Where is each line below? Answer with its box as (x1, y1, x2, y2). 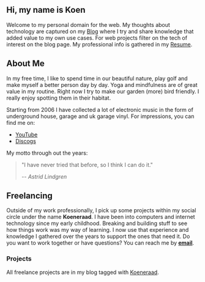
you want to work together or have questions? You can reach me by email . (6, 239, 195, 247)
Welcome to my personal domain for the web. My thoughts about (6, 21, 170, 28)
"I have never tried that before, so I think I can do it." (21, 161, 153, 168)
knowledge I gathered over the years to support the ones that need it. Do (6, 232, 190, 240)
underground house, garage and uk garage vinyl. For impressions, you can (6, 113, 195, 120)
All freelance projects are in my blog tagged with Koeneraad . (6, 269, 159, 276)
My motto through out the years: (6, 149, 88, 157)
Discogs (15, 137, 37, 144)
